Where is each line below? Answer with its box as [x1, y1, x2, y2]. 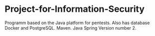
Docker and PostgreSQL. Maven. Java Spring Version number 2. [4, 25, 137, 31]
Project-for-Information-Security [4, 3, 145, 15]
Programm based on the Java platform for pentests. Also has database [4, 20, 150, 26]
